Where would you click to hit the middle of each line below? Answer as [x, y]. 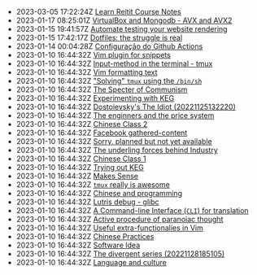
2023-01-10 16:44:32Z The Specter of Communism [102, 89]
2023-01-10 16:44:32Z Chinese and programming [99, 193]
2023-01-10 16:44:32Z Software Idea [78, 245]
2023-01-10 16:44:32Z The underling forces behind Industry [117, 150]
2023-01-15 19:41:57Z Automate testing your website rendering [122, 29]
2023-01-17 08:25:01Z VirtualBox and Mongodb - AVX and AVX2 [124, 20]
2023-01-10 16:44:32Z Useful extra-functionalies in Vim [109, 228]
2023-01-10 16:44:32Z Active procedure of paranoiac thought [120, 219]
